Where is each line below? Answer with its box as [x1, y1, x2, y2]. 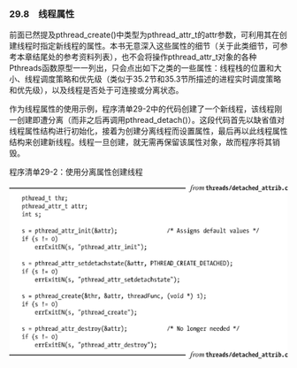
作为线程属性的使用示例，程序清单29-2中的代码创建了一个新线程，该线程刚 [9, 103, 283, 114]
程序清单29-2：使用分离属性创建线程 [9, 166, 143, 178]
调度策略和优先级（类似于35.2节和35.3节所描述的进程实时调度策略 [39, 73, 282, 85]
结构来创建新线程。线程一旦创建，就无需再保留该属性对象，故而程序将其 [9, 137, 272, 148]
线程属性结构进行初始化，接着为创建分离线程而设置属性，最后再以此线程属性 [9, 126, 288, 136]
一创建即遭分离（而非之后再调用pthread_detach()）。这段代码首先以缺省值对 [9, 115, 286, 126]
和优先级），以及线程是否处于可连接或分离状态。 [9, 85, 184, 96]
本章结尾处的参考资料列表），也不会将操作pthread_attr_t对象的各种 [16, 51, 257, 63]
